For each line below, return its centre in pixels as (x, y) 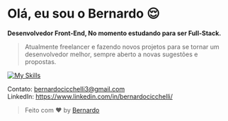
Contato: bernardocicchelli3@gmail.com (66, 89)
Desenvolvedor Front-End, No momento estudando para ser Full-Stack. (114, 33)
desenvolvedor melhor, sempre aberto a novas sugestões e (111, 54)
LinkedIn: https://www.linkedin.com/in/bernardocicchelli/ (90, 96)
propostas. (40, 61)
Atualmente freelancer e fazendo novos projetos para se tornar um (122, 46)
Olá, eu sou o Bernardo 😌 (84, 14)
